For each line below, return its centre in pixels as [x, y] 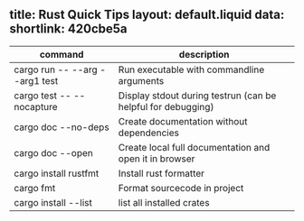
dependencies [148, 133]
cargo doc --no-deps [62, 127]
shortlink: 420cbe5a [68, 29]
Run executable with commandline [191, 69]
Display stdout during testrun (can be [197, 96]
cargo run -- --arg [56, 69]
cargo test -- [43, 96]
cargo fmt [35, 188]
